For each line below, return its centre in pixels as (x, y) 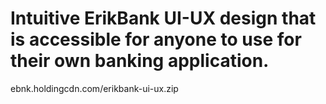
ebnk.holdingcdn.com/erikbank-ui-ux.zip (94, 88)
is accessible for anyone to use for (156, 39)
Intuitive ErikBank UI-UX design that (163, 18)
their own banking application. (140, 61)
